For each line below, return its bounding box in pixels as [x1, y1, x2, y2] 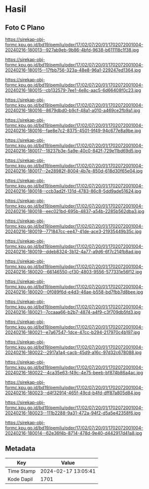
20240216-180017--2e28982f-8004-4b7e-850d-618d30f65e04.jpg [5, 168, 143, 174]
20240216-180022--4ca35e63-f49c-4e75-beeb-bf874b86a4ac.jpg [5, 370, 143, 375]
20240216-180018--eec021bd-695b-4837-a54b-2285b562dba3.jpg [5, 209, 145, 214]
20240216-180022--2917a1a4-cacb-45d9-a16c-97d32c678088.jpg [5, 349, 142, 355]
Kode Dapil [7, 476, 33, 483]
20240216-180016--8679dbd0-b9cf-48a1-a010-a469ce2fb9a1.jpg [5, 108, 141, 113]
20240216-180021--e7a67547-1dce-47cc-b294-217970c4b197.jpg [5, 329, 140, 335]
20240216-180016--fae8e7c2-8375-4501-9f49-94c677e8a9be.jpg [5, 128, 141, 134]
